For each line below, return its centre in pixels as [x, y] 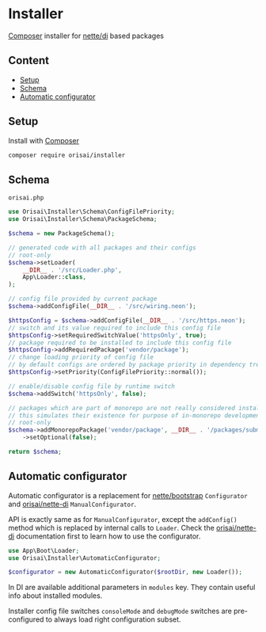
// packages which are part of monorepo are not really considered [122, 408]
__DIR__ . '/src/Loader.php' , [72, 270]
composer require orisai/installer [67, 155]
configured [26, 619]
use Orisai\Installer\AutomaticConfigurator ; [84, 558]
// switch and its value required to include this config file [115, 328]
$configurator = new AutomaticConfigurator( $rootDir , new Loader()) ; [125, 572]
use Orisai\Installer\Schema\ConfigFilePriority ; [92, 212]
